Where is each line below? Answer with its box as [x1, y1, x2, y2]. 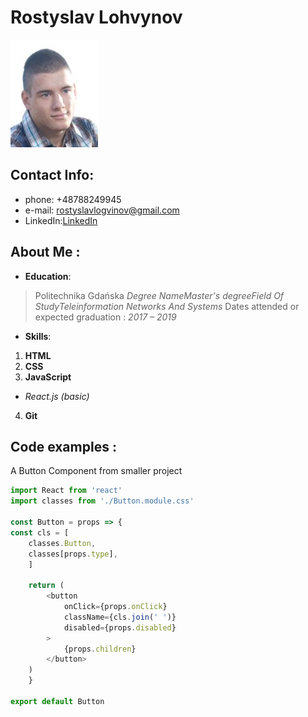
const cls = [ [10, 527, 70, 538]
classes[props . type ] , [28, 549, 118, 559]
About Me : [10, 244, 81, 261]
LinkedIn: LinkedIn [24, 214, 98, 226]
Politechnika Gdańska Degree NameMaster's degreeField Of [34, 289, 285, 301]
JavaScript [24, 371, 72, 383]
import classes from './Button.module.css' [10, 496, 195, 506]
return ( [28, 581, 65, 591]
